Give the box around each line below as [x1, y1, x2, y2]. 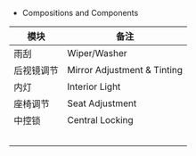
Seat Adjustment [67, 97, 137, 110]
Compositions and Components [21, 8, 139, 18]
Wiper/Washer [67, 47, 127, 59]
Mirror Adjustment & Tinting [67, 64, 184, 76]
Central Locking [67, 114, 134, 126]
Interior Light [67, 80, 121, 93]
